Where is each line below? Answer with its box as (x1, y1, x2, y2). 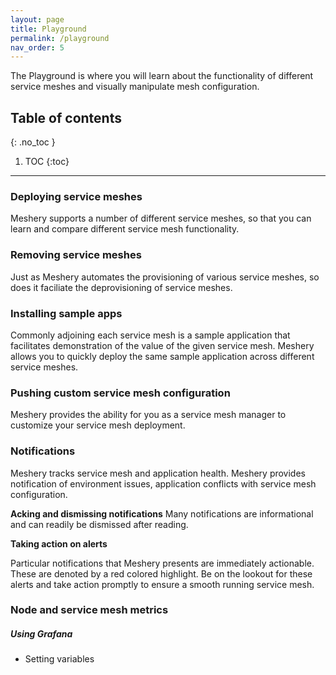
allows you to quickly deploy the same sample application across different (10, 350, 315, 362)
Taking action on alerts (10, 537, 108, 550)
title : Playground (10, 24, 87, 34)
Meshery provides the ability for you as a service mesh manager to (10, 409, 287, 421)
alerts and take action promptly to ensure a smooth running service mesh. (10, 578, 315, 590)
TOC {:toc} (24, 156, 70, 168)
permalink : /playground (10, 33, 110, 43)
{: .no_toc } (10, 136, 56, 148)
